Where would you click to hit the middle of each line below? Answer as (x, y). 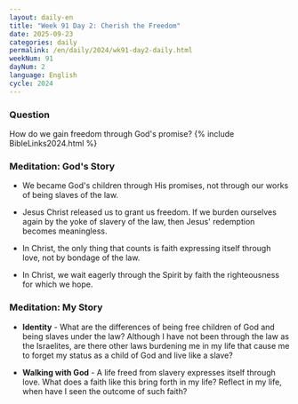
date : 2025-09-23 (41, 34)
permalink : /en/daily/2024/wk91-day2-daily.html (101, 51)
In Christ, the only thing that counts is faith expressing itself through (146, 249)
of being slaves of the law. (70, 195)
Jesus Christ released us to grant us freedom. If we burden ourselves (149, 212)
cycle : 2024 (31, 83)
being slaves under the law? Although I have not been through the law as (155, 336)
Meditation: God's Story (62, 166)
